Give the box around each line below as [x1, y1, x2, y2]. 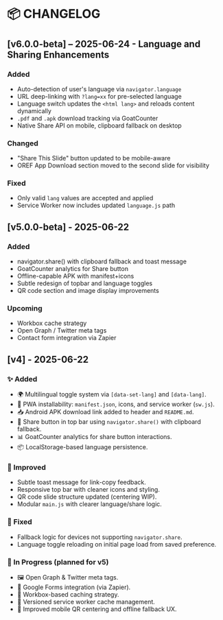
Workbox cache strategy [16, 319, 87, 327]
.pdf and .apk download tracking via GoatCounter [16, 114, 159, 122]
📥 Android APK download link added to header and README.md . [16, 408, 194, 416]
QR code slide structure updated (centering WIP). [16, 492, 157, 501]
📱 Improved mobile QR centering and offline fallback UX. [16, 605, 177, 613]
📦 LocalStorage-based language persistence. [16, 443, 148, 451]
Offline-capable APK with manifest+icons [16, 272, 134, 281]
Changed [7, 139, 39, 148]
